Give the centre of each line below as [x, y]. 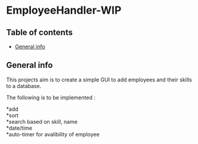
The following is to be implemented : [51, 97]
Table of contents [39, 32]
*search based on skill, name [42, 121]
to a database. [24, 86]
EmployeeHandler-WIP [64, 10]
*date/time [19, 128]
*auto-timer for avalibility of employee [53, 134]
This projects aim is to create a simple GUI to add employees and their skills [99, 79]
